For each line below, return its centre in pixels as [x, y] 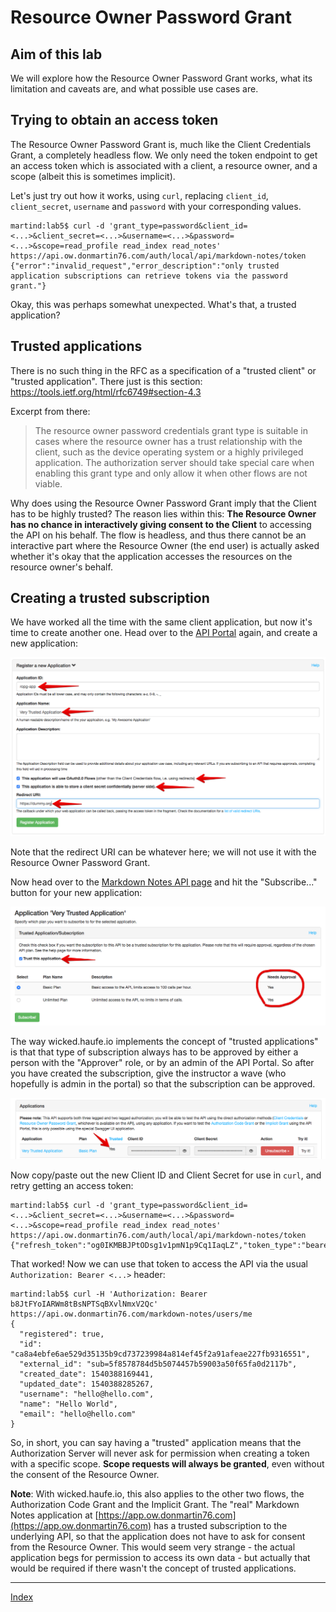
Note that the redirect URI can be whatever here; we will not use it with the [163, 852]
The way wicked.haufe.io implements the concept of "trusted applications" [164, 1041]
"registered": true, [62, 1334]
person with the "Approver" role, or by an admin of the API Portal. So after [162, 1062]
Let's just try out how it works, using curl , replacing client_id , [139, 195]
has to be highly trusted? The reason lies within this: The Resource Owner [163, 513]
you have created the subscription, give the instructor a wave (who [148, 1073]
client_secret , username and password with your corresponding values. [156, 206]
